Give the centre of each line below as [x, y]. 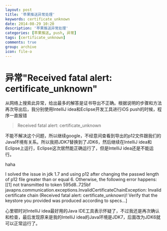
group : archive [21, 47]
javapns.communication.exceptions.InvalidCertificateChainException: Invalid [83, 190]
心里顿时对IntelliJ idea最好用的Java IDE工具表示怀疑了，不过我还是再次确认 [83, 211]
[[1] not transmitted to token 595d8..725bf [48, 185]
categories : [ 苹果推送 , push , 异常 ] [41, 33]
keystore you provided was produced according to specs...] [66, 201]
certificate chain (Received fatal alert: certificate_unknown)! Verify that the [82, 196]
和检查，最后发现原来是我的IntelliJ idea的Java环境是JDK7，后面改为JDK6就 [83, 217]
